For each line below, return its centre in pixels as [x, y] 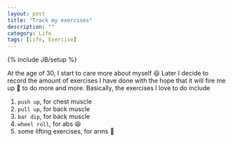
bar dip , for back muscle [53, 117]
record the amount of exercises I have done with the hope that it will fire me [116, 80]
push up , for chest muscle [55, 101]
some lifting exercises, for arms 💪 [66, 132]
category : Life [29, 33]
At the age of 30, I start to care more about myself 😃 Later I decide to [108, 73]
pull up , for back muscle [53, 109]
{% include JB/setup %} [42, 59]
